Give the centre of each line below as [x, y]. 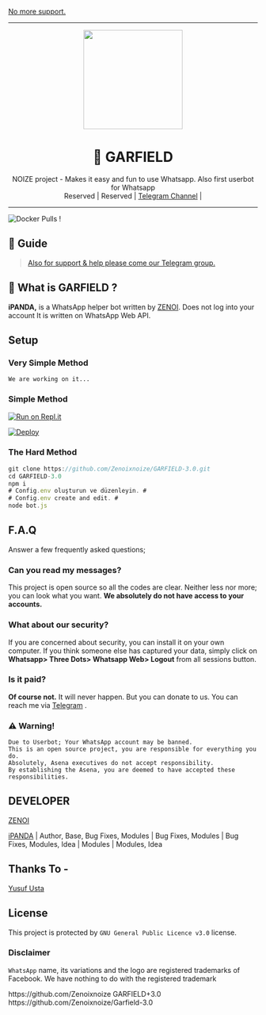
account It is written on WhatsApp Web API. [80, 315]
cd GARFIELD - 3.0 [35, 476]
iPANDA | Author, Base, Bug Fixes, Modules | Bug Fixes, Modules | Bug [123, 836]
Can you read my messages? [65, 570]
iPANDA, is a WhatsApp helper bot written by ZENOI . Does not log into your [131, 307]
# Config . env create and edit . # [63, 498]
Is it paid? [27, 679]
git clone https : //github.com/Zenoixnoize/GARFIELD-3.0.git [110, 469]
